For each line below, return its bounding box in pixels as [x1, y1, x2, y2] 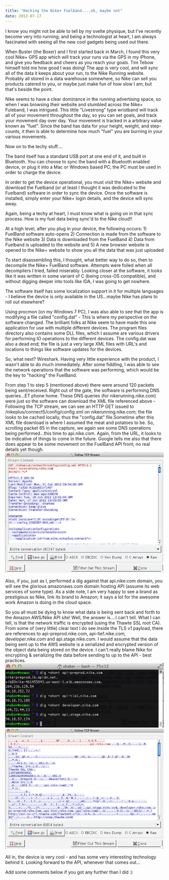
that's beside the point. [5, 86, 53, 92]
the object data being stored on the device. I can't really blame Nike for [5, 647, 152, 653]
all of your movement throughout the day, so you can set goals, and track [5, 112, 157, 118]
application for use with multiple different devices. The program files [5, 325, 147, 331]
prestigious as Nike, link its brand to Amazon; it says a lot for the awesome [5, 594, 159, 600]
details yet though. [5, 446, 44, 452]
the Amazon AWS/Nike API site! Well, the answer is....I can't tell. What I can [5, 615, 161, 621]
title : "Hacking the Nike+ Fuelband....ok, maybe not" [5, 8, 123, 13]
